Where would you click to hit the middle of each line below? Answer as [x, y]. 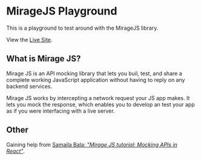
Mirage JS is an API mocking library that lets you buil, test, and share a [94, 73]
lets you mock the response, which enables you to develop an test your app [100, 104]
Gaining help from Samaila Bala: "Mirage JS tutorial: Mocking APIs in [92, 144]
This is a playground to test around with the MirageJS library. [82, 28]
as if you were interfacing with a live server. [61, 111]
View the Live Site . [29, 39]
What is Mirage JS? [44, 59]
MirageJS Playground [62, 11]
